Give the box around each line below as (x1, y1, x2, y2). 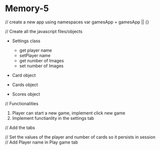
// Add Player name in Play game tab (5, 139, 78, 145)
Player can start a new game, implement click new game (12, 110, 125, 116)
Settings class (12, 37, 40, 44)
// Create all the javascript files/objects (5, 28, 83, 34)
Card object (12, 72, 36, 78)
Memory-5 (5, 3, 49, 14)
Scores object (12, 91, 40, 97)
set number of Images (19, 63, 64, 69)
